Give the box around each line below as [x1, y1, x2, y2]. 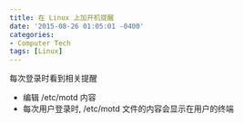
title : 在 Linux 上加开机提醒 [9, 13, 115, 23]
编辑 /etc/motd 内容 [22, 92, 97, 103]
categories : [9, 30, 55, 39]
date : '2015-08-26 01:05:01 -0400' [9, 22, 145, 31]
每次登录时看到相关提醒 [9, 73, 97, 84]
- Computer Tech [9, 38, 71, 48]
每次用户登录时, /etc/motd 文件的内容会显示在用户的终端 [22, 103, 235, 114]
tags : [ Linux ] [9, 47, 64, 56]
